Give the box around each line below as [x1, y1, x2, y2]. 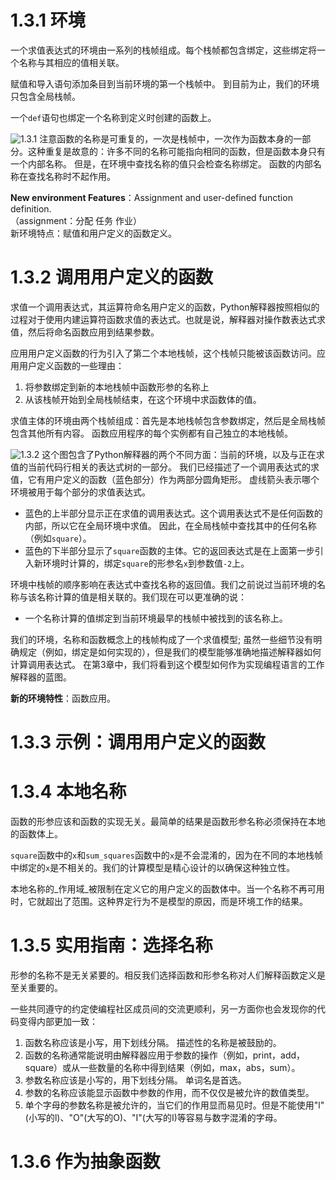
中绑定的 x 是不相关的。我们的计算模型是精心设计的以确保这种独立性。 [10, 862, 296, 873]
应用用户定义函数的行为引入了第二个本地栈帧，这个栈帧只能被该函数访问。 [10, 347, 317, 359]
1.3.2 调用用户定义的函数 [10, 266, 213, 289]
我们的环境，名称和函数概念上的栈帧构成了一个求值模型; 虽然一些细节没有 [10, 633, 314, 645]
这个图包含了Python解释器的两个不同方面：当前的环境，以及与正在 [41, 448, 317, 460]
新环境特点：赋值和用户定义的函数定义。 [10, 227, 177, 239]
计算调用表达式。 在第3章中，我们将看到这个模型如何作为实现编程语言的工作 [10, 658, 325, 670]
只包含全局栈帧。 [10, 90, 81, 102]
